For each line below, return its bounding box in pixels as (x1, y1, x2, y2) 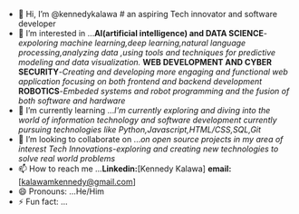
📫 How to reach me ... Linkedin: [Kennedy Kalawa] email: (17, 163, 232, 174)
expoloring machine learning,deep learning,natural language (17, 37, 246, 48)
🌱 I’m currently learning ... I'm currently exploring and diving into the (17, 105, 271, 115)
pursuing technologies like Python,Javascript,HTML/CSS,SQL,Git (17, 124, 261, 135)
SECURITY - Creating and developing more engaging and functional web (17, 66, 288, 77)
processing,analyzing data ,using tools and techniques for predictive (17, 47, 276, 58)
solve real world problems (17, 153, 116, 163)
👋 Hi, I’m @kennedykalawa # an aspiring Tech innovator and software (17, 9, 278, 19)
